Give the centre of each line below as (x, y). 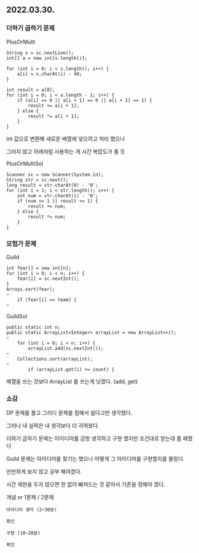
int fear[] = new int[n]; (39, 268)
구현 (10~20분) (24, 533)
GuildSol (17, 316)
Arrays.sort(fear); (31, 289)
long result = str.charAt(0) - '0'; (52, 185)
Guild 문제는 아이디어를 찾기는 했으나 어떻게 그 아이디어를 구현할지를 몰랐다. (96, 459)
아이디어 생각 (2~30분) (32, 510)
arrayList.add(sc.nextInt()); (66, 348)
